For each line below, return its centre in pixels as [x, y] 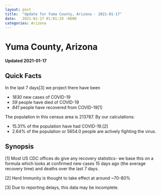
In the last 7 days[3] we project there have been [53, 87]
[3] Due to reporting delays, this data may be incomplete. [62, 187]
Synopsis [19, 147]
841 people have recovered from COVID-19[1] [57, 107]
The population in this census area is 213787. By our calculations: [70, 116]
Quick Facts [23, 76]
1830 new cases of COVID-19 [41, 97]
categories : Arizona [26, 23]
